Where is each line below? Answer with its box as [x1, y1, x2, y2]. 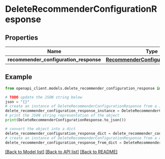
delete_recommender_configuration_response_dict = [5, 131, 111, 136]
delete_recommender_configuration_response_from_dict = [5, 140, 122, 145]
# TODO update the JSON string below [5, 95, 82, 100]
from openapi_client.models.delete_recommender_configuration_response [5, 86, 155, 91]
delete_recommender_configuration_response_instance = [5, 108, 120, 113]
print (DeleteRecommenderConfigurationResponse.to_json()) [5, 118, 126, 123]
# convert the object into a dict [5, 126, 76, 131]
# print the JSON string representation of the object [5, 113, 120, 118]
